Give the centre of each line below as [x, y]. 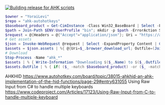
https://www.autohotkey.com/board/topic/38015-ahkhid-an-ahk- [88, 76]
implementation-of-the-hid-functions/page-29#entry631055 [66, 81]
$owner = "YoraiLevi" [27, 17]
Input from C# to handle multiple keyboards [49, 86]
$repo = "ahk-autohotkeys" [33, 21]
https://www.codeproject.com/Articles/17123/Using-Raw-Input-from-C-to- [81, 92]
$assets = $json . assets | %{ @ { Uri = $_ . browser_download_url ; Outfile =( [80, 49]
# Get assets [18, 39]
